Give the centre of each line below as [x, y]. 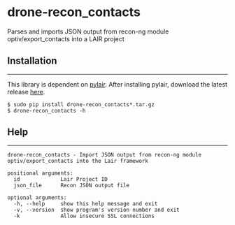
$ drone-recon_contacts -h [47, 110]
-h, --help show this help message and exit [86, 203]
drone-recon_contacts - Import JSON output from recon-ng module [104, 154]
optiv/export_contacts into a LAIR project [66, 38]
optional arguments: [37, 197]
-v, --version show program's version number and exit [97, 210]
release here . [26, 92]
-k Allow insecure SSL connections [84, 216]
